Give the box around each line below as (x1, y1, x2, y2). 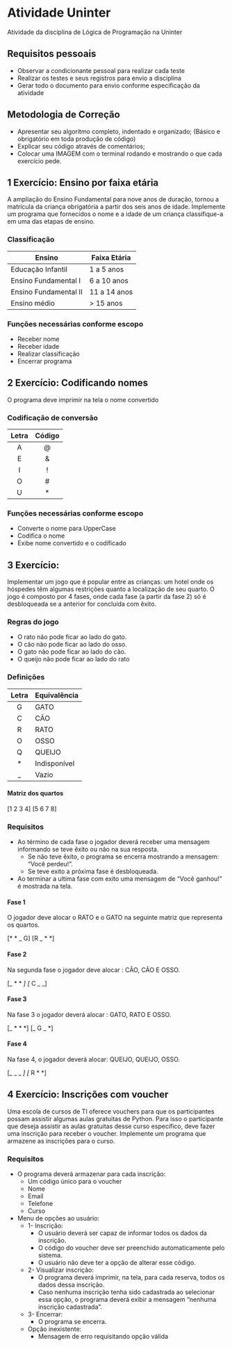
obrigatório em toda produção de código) (17, 134, 136, 143)
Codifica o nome (17, 531, 65, 540)
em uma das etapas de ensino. (7, 217, 95, 226)
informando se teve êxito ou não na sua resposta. (17, 845, 159, 854)
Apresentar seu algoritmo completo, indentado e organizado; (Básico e (17, 127, 221, 135)
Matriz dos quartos (7, 789, 64, 798)
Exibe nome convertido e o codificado (17, 539, 126, 547)
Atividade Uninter (7, 5, 111, 21)
